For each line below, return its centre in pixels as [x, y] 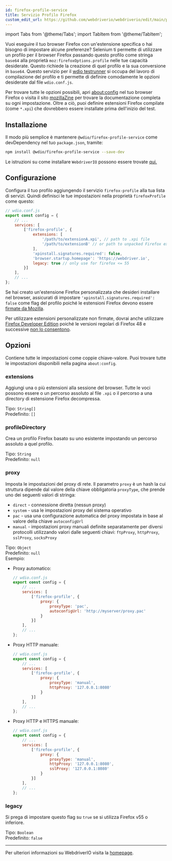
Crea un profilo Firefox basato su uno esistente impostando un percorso [81, 438]
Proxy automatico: [32, 568]
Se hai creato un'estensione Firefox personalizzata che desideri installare [82, 292]
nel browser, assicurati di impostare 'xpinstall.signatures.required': [80, 297]
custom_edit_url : [24, 20]
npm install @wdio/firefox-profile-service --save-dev [65, 152]
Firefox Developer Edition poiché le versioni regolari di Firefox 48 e [76, 323]
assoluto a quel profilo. [29, 444]
